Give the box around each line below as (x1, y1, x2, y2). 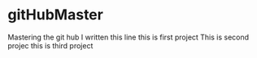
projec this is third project (7, 40, 94, 50)
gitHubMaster (7, 6, 103, 24)
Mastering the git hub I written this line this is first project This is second (7, 32, 250, 42)
